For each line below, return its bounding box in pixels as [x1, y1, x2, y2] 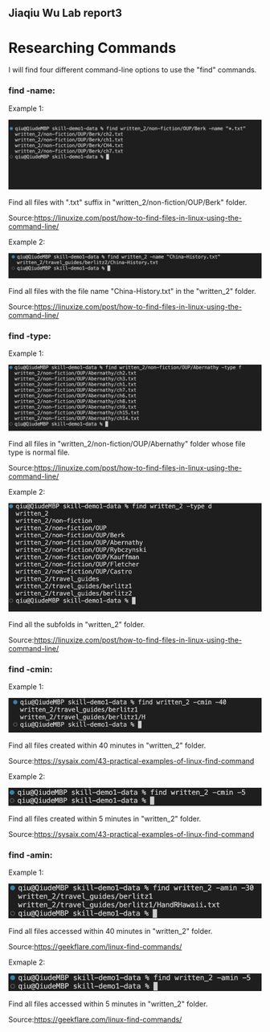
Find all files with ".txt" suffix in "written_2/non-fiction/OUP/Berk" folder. [8, 198, 247, 207]
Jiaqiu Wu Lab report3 [8, 6, 123, 20]
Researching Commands [8, 39, 177, 57]
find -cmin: [8, 664, 53, 675]
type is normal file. [8, 447, 70, 457]
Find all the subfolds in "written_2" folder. [8, 620, 145, 630]
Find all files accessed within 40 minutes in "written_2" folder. [8, 926, 213, 936]
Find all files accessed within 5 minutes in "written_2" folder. [8, 999, 208, 1009]
